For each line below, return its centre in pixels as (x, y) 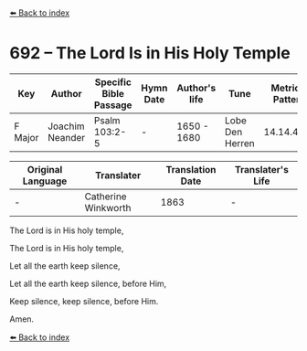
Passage (113, 105)
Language (45, 181)
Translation (191, 169)
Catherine (106, 197)
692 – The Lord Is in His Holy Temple (150, 53)
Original (45, 169)
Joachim (66, 126)
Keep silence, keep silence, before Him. (84, 301)
